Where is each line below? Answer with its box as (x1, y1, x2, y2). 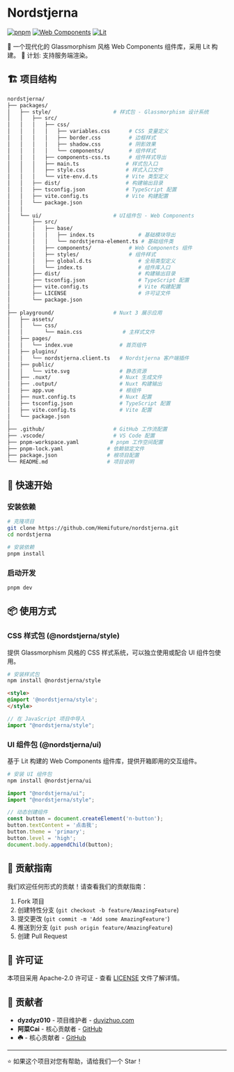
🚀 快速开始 (7, 480, 52, 491)
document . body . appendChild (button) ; (7, 841, 114, 848)
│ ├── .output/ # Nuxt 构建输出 (7, 381, 162, 388)
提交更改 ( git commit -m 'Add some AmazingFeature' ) (17, 914, 171, 923)
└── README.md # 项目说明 (7, 458, 134, 465)
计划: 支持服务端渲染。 (26, 51, 92, 59)
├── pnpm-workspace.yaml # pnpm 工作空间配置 (7, 439, 164, 446)
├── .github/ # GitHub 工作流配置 (7, 426, 168, 433)
